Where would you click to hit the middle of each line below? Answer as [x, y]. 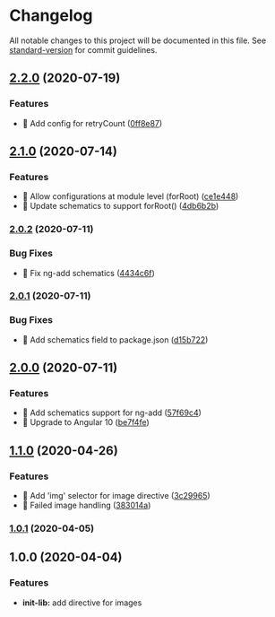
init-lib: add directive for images [82, 603]
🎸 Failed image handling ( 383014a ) [86, 505]
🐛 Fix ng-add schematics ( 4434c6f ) [88, 273]
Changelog [51, 16]
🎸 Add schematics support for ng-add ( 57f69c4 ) [112, 413]
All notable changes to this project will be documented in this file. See [138, 40]
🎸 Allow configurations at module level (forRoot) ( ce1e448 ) [130, 196]
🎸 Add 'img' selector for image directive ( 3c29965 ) [116, 496]
